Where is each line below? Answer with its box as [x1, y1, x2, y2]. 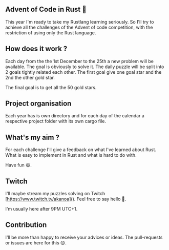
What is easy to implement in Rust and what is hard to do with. [5, 152, 137, 158]
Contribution [5, 221, 47, 230]
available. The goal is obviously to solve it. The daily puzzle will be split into [5, 64, 164, 70]
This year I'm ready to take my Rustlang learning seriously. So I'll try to [5, 18, 155, 25]
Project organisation [5, 99, 72, 108]
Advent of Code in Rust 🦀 [5, 5, 87, 14]
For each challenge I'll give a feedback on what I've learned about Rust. [5, 147, 156, 153]
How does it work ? [5, 45, 68, 53]
